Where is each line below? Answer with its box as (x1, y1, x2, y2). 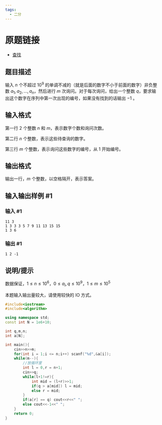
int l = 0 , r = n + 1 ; (23, 365, 63, 370)
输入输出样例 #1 (5, 192, 53, 200)
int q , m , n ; (5, 329, 28, 334)
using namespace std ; (5, 315, 50, 320)
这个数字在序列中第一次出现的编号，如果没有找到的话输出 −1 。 (9, 95, 137, 101)
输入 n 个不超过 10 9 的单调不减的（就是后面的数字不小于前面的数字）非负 (5, 81, 153, 88)
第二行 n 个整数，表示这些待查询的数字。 (5, 135, 88, 141)
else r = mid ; (31, 388, 61, 393)
